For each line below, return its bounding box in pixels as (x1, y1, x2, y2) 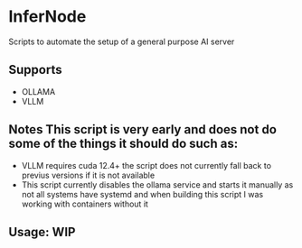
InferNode (8, 6, 87, 27)
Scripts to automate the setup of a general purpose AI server (8, 36, 235, 47)
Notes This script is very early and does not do (8, 122, 278, 137)
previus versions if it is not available (21, 170, 156, 180)
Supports (8, 62, 62, 78)
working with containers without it (21, 198, 148, 209)
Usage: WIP (8, 224, 76, 240)
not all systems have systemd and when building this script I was (21, 188, 264, 199)
